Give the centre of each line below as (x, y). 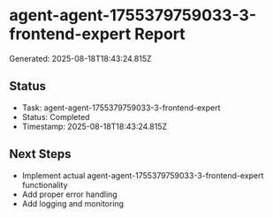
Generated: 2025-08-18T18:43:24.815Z (80, 58)
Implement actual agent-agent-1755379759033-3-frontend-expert (143, 175)
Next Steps (40, 154)
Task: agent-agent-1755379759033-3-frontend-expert (121, 108)
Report (159, 34)
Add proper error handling (69, 194)
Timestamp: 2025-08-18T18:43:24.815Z (95, 126)
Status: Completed (56, 117)
